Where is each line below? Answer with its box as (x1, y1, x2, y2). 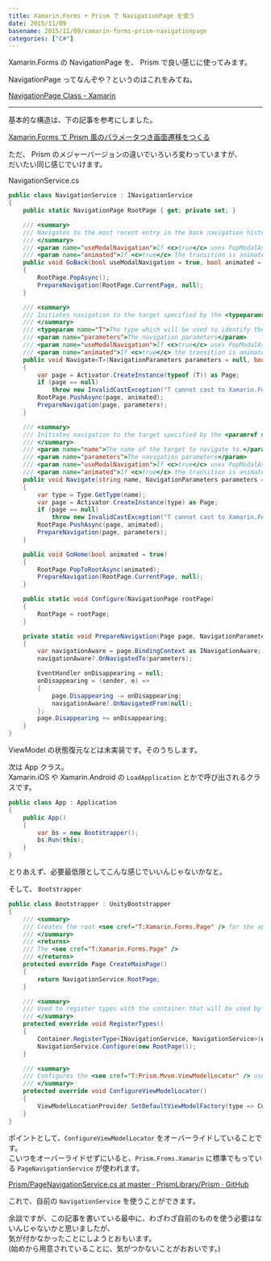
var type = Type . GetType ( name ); (37, 491, 147, 499)
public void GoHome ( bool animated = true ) (23, 550, 168, 559)
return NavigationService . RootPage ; (37, 975, 161, 983)
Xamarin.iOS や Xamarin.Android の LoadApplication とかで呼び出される (8, 773, 247, 782)
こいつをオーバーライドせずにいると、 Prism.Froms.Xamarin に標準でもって (8, 1153, 256, 1162)
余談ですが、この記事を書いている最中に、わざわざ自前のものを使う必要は (8, 1213, 256, 1223)
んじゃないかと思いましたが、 (15, 1223, 115, 1233)
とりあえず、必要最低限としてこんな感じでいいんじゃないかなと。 (8, 867, 227, 876)
